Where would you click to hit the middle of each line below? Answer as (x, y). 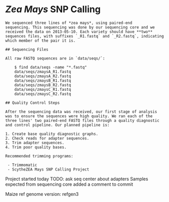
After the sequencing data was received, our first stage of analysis (81, 112)
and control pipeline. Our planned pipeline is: (57, 125)
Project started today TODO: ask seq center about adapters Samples (77, 179)
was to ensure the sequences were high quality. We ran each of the (79, 116)
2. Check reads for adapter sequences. (47, 138)
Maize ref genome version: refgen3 (42, 194)
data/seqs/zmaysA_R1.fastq (43, 72)
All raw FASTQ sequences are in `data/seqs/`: (55, 58)
